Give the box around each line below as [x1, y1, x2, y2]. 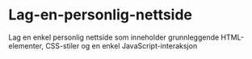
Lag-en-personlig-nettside [8, 6, 192, 24]
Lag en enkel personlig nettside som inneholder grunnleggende [8, 32, 220, 42]
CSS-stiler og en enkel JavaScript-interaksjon [45, 40, 198, 50]
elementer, [8, 40, 44, 50]
